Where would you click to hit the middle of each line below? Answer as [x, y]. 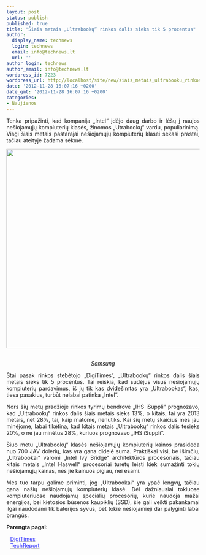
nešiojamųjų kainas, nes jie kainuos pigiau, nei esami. [74, 470]
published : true [27, 23]
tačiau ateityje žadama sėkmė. [45, 140]
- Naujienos [21, 103]
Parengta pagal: [27, 527]
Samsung [103, 363]
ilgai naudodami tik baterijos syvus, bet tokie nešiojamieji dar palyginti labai [103, 508]
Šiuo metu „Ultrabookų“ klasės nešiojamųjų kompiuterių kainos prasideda [103, 445]
